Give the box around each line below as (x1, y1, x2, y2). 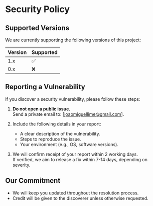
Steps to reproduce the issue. (20, 136, 81, 142)
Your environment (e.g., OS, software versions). (20, 141, 119, 147)
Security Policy (5, 4, 70, 15)
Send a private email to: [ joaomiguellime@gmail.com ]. (12, 111, 124, 117)
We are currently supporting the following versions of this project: (5, 37, 141, 43)
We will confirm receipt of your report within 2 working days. (12, 151, 138, 157)
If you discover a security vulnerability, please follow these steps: (5, 96, 140, 102)
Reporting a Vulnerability (5, 83, 85, 91)
